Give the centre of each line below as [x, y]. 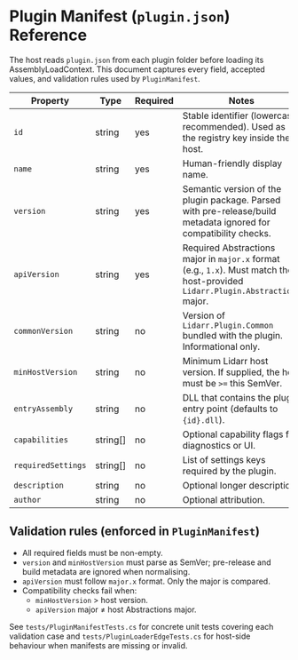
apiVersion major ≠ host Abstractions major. [116, 609]
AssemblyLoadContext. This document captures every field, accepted [137, 69]
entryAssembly [43, 409]
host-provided [213, 281]
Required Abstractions [229, 248]
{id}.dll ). [204, 419]
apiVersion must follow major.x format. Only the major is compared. [146, 581]
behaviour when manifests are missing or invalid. [98, 645]
